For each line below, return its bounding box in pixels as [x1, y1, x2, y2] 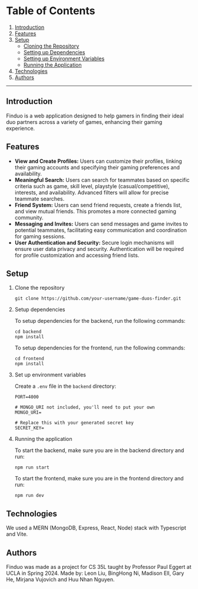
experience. [6, 125, 35, 132]
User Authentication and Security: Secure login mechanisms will [14, 239, 174, 246]
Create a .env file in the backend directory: [14, 382, 117, 390]
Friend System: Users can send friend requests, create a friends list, [14, 201, 182, 208]
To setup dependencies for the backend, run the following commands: [14, 318, 186, 325]
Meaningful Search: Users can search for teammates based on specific [14, 176, 190, 184]
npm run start [14, 464, 49, 470]
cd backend [14, 329, 42, 335]
